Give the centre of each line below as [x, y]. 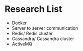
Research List [34, 9]
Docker [19, 23]
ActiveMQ [22, 44]
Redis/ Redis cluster [32, 33]
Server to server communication [45, 28]
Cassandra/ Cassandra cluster [43, 39]
